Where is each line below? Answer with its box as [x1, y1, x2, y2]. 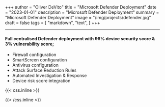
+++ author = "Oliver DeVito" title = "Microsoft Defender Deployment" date [5, 4, 157, 10]
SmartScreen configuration [12, 57, 67, 63]
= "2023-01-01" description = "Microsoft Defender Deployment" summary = [5, 9, 159, 15]
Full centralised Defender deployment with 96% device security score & [5, 35, 155, 41]
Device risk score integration [12, 78, 71, 84]
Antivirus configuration [12, 62, 59, 68]
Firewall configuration [12, 52, 56, 58]
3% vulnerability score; [5, 41, 54, 47]
